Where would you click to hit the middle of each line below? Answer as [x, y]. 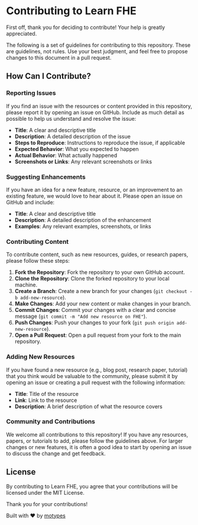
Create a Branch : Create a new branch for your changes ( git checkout [101, 291]
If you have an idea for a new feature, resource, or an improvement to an [94, 189]
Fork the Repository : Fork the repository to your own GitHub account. [100, 272]
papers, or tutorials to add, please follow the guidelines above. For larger [95, 441]
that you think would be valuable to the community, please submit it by [92, 376]
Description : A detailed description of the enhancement [83, 220]
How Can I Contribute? [49, 76]
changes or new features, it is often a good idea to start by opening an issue [99, 447]
